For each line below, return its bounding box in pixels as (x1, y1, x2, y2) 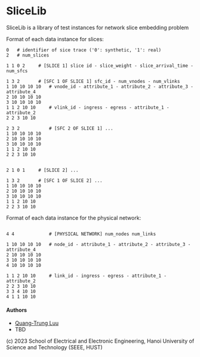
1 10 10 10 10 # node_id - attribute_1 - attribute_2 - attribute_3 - (6, 241, 191, 247)
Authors (6, 306, 27, 313)
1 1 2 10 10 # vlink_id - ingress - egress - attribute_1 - (6, 104, 170, 110)
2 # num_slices (6, 52, 50, 58)
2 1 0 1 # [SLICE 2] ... (6, 167, 79, 173)
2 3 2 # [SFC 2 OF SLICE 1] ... (6, 125, 113, 131)
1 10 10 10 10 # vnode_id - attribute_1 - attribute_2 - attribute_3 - (6, 84, 194, 90)
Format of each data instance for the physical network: (6, 214, 141, 221)
